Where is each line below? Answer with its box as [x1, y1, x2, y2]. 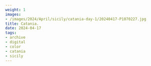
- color [5, 44, 21, 49]
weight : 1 [5, 7, 26, 12]
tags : [5, 30, 16, 35]
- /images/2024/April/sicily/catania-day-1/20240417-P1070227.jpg [5, 16, 146, 21]
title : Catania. [5, 21, 39, 26]
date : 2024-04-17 [5, 26, 41, 31]
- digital [5, 40, 26, 45]
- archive [5, 35, 26, 40]
